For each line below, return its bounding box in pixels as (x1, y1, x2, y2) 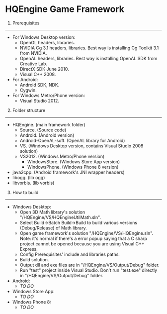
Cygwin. (19, 87, 37, 93)
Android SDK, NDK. (19, 82, 60, 88)
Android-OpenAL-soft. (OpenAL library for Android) (19, 137, 125, 143)
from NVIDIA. (19, 50, 47, 56)
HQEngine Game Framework (5, 3, 124, 15)
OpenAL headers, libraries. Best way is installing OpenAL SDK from (19, 55, 158, 61)
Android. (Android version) (19, 132, 75, 138)
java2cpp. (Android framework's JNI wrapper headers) (12, 169, 125, 175)
